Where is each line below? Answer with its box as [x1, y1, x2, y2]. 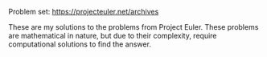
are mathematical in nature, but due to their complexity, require [8, 31, 217, 40]
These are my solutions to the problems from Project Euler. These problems [8, 22, 259, 31]
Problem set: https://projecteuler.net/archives [8, 7, 159, 16]
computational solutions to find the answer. [8, 39, 151, 49]
